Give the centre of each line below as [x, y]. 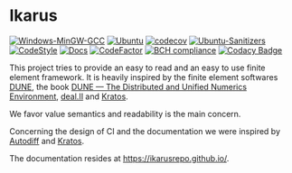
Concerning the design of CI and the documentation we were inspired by [145, 131]
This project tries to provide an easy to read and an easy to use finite [137, 68]
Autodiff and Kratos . [47, 141]
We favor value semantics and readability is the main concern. [125, 114]
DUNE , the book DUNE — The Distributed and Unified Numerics [128, 86]
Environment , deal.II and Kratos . [69, 96]
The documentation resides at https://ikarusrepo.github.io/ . [119, 158]
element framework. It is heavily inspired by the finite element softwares [144, 77]
